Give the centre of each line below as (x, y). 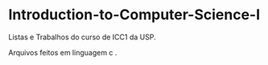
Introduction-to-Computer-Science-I (134, 15)
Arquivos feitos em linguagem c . (63, 52)
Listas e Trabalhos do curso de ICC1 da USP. (82, 37)
